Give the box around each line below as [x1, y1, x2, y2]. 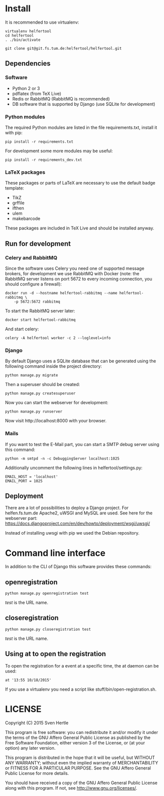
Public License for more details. [5, 770, 69, 776]
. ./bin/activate [5, 37, 41, 42]
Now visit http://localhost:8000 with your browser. [5, 418, 107, 424]
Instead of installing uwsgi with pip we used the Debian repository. [5, 530, 140, 536]
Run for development [5, 239, 71, 248]
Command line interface [5, 547, 106, 559]
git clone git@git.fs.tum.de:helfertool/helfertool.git [5, 46, 122, 51]
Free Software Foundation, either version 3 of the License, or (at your [5, 739, 145, 746]
